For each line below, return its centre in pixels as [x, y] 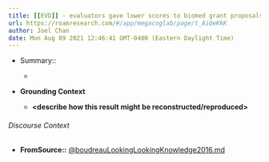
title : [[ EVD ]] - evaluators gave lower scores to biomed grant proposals [136, 16]
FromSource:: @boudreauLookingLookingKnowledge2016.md [122, 150]
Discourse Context [39, 125]
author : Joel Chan [39, 30]
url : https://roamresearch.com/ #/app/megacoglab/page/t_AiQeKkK [118, 23]
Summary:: [38, 61]
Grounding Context [52, 92]
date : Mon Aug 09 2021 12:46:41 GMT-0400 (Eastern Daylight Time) [121, 38]
